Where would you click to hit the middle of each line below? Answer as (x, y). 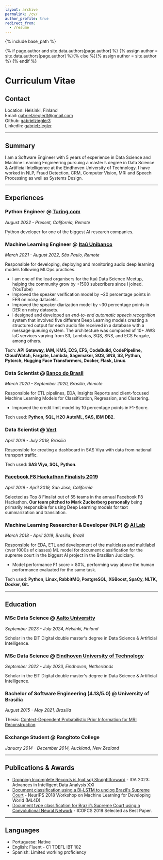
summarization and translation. (36, 512)
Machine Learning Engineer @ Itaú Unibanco (59, 244)
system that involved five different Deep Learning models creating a (80, 320)
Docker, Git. (17, 585)
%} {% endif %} (21, 61)
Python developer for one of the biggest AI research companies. (69, 232)
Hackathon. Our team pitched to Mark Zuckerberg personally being (74, 502)
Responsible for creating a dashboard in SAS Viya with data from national (78, 449)
